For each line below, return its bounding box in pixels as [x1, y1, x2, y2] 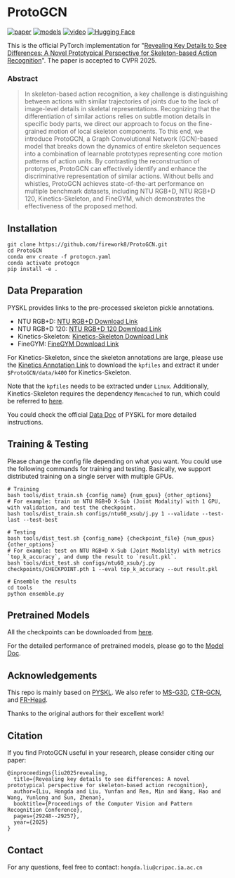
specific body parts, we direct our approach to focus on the [24, 120, 197, 128]
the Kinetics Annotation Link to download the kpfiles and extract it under [7, 360, 220, 369]
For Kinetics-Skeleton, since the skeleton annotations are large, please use [7, 353, 224, 361]
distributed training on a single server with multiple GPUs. [7, 472, 174, 480]
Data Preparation [7, 284, 83, 296]
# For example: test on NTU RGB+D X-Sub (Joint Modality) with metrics [7, 547, 221, 554]
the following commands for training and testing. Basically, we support [7, 464, 211, 472]
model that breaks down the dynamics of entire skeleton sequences [24, 142, 221, 151]
